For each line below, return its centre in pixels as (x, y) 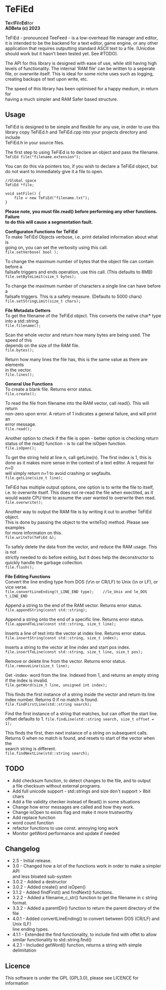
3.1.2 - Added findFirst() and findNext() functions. (63, 892)
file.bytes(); (20, 350)
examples (15, 528)
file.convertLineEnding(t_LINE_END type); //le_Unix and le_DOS (76, 592)
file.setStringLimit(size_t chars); (43, 301)
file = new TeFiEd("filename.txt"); (52, 198)
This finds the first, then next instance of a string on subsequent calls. (77, 732)
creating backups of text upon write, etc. (47, 79)
